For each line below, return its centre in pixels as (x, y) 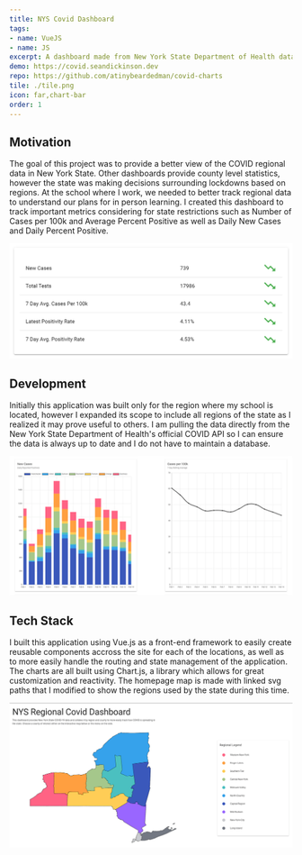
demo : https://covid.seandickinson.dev (84, 67)
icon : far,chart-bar (48, 95)
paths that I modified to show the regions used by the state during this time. (149, 690)
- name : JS (30, 48)
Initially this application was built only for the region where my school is (142, 405)
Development (48, 383)
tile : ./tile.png (42, 86)
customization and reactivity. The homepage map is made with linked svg (145, 681)
